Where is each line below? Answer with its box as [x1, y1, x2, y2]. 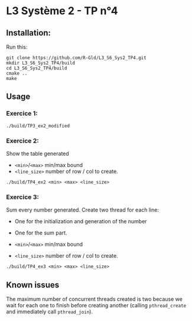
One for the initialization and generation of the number [14, 218, 147, 225]
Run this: [6, 43, 28, 50]
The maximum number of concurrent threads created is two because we [6, 296, 183, 303]
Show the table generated [6, 150, 69, 157]
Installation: [6, 28, 51, 38]
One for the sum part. [14, 229, 67, 236]
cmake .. [6, 70, 28, 76]
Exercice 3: [6, 192, 40, 201]
